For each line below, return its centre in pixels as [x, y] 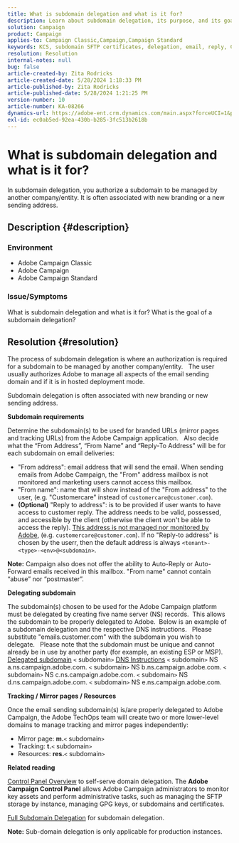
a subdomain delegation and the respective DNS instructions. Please [110, 630]
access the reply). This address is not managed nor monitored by [113, 528]
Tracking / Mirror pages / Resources [62, 696]
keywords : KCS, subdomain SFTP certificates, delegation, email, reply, [117, 47]
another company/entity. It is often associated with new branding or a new [116, 197]
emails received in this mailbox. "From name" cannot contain [122, 572]
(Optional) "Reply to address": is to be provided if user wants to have [119, 505]
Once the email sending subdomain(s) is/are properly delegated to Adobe [115, 710]
